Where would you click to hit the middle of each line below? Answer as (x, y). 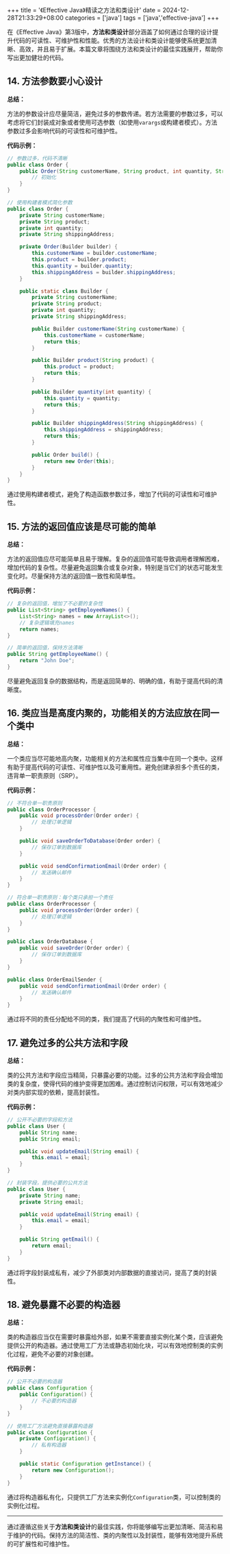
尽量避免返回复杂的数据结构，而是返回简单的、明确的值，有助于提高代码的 (112, 681)
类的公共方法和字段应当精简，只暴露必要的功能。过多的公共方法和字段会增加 (115, 1075)
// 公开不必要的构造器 (35, 1382)
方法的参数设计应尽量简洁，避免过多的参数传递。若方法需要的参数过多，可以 (115, 113)
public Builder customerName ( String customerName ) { (108, 329)
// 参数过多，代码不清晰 (37, 158)
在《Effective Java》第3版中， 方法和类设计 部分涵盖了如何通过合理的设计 (110, 32)
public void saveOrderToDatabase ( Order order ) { (90, 841)
